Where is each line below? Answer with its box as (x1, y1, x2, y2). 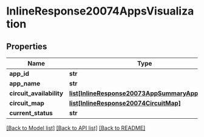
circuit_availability (9, 89, 64, 98)
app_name (9, 79, 41, 87)
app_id (9, 70, 29, 78)
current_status (9, 109, 53, 117)
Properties (6, 41, 47, 52)
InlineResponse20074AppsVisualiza (6, 4, 194, 18)
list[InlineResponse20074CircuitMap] (69, 99, 181, 107)
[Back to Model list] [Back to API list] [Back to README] (6, 124, 146, 132)
